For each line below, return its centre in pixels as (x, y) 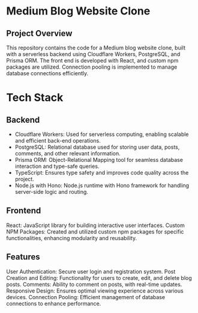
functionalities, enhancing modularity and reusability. (72, 238)
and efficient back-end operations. (58, 141)
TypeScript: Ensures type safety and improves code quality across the (102, 172)
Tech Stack (35, 98)
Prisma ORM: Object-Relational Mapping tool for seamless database (99, 160)
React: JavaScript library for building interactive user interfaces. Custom (95, 225)
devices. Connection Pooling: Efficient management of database (86, 297)
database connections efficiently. (47, 73)
